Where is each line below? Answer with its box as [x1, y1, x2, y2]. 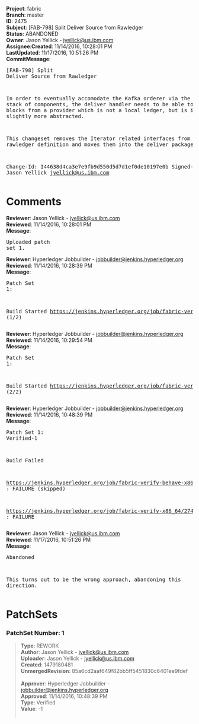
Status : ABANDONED [6, 30, 59, 37]
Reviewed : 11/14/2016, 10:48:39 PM [6, 411, 93, 418]
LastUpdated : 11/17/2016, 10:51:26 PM [6, 49, 99, 56]
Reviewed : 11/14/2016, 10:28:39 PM [6, 262, 93, 269]
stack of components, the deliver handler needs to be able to [6, 101, 194, 107]
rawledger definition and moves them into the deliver [6, 141, 169, 148]
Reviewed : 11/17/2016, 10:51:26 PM [6, 536, 91, 543]
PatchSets [6, 608, 58, 621]
